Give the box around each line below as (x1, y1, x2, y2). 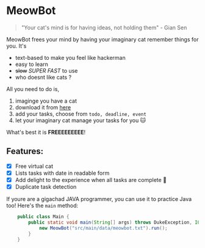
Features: (6, 146, 44, 156)
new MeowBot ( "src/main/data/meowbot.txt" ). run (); (38, 225, 168, 231)
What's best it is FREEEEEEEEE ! (6, 128, 86, 136)
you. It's (6, 42, 27, 49)
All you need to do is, (6, 85, 60, 92)
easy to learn (15, 60, 49, 68)
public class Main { (17, 214, 70, 220)
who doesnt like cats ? (15, 73, 72, 81)
